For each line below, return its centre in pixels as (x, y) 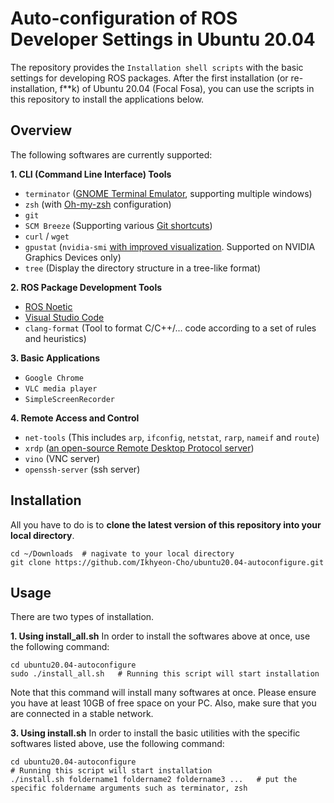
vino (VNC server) (62, 458)
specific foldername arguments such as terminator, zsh (129, 788)
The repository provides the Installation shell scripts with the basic (157, 67)
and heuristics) (55, 338)
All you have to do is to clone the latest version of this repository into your (166, 524)
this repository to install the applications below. (107, 99)
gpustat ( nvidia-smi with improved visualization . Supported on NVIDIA (170, 246)
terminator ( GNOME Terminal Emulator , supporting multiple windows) (168, 193)
